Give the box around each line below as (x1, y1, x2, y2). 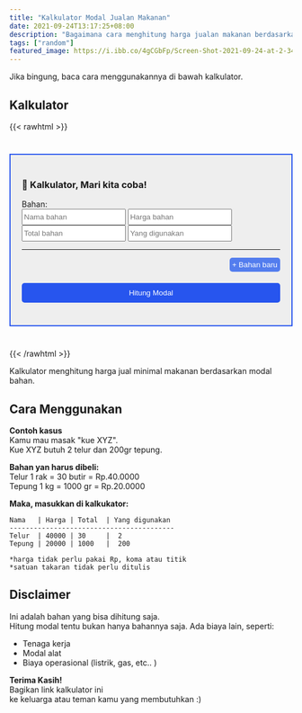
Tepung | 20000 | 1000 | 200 (9, 539, 130, 548)
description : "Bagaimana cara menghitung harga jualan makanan (9, 30, 252, 39)
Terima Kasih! (9, 674, 63, 685)
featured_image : (9, 47, 70, 56)
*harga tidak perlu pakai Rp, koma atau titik (9, 555, 187, 565)
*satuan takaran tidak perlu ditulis (9, 563, 151, 572)
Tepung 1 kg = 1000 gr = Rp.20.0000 (9, 481, 146, 492)
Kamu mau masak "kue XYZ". (9, 435, 119, 446)
